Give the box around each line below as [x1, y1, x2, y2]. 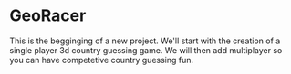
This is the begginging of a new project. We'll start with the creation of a [9, 35, 281, 46]
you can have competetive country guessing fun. [9, 54, 194, 65]
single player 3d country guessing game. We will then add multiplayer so [9, 44, 283, 55]
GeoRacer [9, 5, 87, 26]
